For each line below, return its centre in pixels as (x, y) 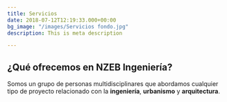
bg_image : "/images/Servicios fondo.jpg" (68, 26)
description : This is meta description (65, 33)
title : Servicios (32, 14)
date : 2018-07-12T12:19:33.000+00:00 (62, 20)
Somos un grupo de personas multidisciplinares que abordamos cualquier (113, 84)
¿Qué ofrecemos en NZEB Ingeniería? (90, 67)
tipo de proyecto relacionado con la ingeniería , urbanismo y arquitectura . (114, 92)
